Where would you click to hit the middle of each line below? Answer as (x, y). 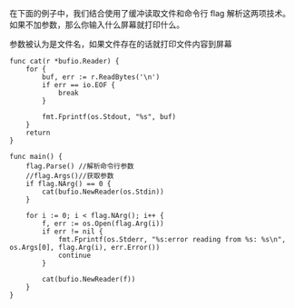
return (38, 133)
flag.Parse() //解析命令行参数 (80, 166)
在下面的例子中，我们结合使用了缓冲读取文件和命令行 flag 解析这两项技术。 (150, 13)
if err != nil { (73, 232)
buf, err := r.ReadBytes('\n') (101, 77)
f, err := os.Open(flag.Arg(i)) (103, 224)
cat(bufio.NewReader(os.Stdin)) (103, 192)
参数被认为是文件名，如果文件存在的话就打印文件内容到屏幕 (121, 44)
